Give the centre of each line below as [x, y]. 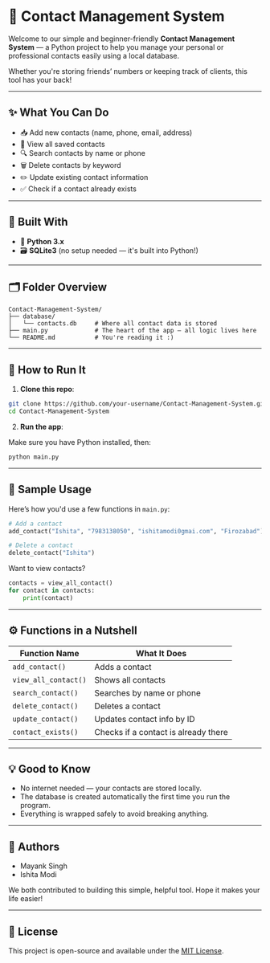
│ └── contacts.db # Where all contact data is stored [113, 324]
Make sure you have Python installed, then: [80, 442]
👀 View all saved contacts [63, 144]
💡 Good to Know [49, 769]
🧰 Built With [38, 222]
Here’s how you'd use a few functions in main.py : [89, 508]
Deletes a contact [127, 706]
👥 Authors [34, 847]
